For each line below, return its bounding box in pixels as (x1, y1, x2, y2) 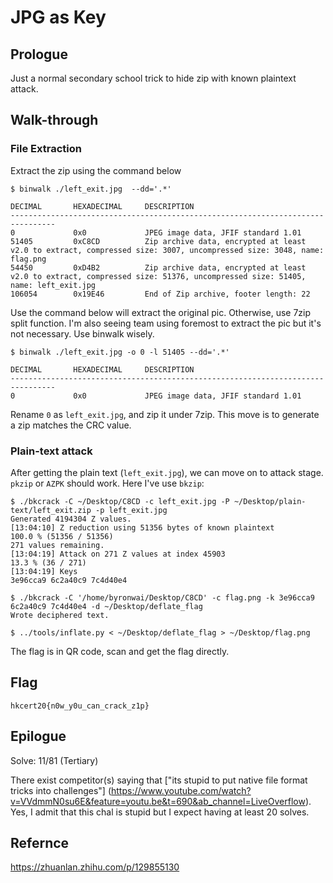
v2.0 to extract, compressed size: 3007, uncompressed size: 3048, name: (10, 245, 325, 255)
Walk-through (10, 112, 99, 129)
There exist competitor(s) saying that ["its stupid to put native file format (10, 774, 308, 786)
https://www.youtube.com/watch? (111, 784, 252, 796)
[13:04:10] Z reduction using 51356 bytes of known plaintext (10, 522, 275, 533)
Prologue (10, 46, 68, 63)
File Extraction (10, 142, 82, 156)
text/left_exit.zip (10, 505, 92, 515)
